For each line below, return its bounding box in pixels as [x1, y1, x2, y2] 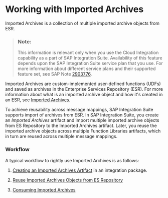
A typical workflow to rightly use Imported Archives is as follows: [5, 157, 139, 163]
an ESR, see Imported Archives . [5, 97, 71, 103]
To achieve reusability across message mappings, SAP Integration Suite [5, 107, 153, 113]
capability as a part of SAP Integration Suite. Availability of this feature [17, 55, 163, 61]
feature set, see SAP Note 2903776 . [17, 71, 92, 77]
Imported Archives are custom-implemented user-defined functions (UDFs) [5, 81, 161, 87]
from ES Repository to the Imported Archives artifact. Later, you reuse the [5, 122, 157, 129]
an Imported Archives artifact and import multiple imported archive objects [5, 117, 159, 123]
